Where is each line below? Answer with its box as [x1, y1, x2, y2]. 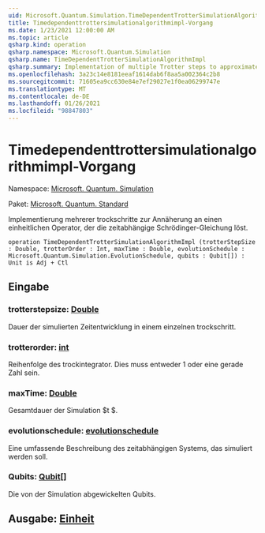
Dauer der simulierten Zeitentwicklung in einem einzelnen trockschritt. [8, 321, 237, 332]
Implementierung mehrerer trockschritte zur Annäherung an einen [8, 214, 222, 223]
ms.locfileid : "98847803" [8, 107, 93, 115]
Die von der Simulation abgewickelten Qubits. [8, 489, 156, 498]
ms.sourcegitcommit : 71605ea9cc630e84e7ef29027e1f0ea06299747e [8, 77, 221, 85]
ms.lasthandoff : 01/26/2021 [8, 99, 101, 107]
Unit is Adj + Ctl [8, 258, 69, 267]
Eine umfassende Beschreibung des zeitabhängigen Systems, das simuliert [8, 443, 252, 452]
